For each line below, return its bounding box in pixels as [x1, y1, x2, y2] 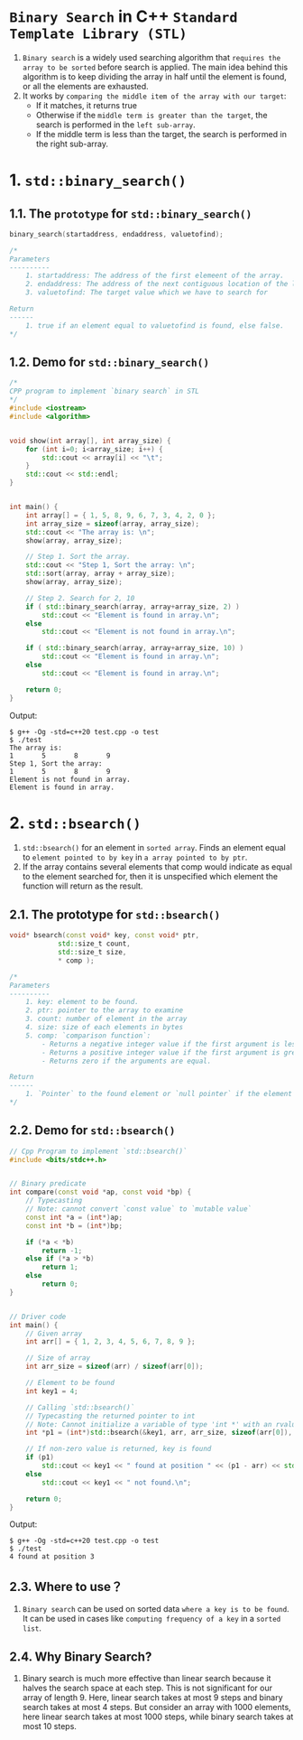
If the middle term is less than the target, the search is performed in [35, 128, 287, 139]
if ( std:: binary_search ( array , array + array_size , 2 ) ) [25, 602, 241, 611]
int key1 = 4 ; [25, 1386, 78, 1396]
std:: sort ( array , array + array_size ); [25, 569, 176, 579]
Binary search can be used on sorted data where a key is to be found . [22, 1604, 290, 1614]
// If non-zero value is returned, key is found [25, 1445, 212, 1454]
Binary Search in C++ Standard [9, 6, 238, 27]
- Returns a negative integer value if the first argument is [41, 1039, 280, 1048]
